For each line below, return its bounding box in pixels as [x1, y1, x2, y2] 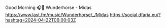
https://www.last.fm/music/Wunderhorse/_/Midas [5, 12, 109, 17]
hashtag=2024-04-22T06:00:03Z [5, 17, 76, 23]
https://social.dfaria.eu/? [110, 12, 161, 17]
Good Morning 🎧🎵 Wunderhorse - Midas [5, 4, 92, 10]
